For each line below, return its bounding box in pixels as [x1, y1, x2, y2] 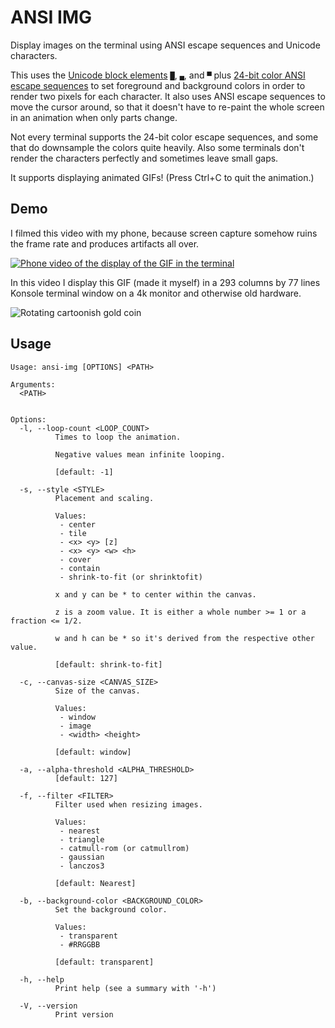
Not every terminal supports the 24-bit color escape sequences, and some [10, 131, 319, 143]
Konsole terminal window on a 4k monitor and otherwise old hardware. [10, 287, 302, 299]
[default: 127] [54, 773, 118, 783]
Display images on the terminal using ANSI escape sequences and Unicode [10, 39, 321, 51]
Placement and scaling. [54, 493, 155, 503]
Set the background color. [54, 904, 168, 915]
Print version [54, 1009, 114, 1020]
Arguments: [10, 379, 56, 390]
